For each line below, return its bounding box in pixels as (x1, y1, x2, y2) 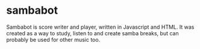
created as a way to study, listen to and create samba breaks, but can (6, 29, 179, 36)
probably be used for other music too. (6, 36, 101, 43)
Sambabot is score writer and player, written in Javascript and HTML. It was (6, 23, 195, 30)
